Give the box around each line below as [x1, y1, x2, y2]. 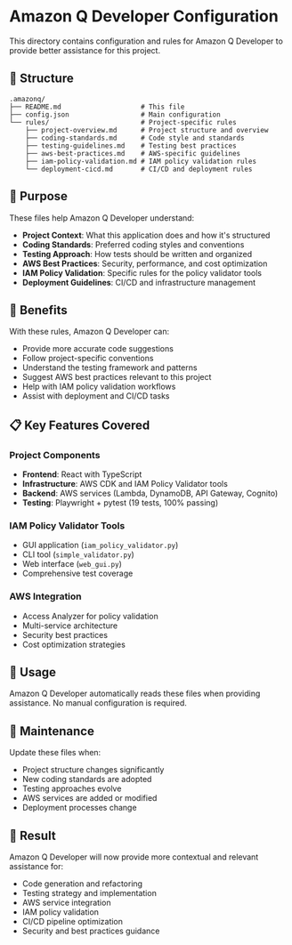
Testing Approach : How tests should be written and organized [21, 248, 252, 259]
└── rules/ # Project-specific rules [9, 117, 238, 126]
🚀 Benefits [9, 303, 69, 318]
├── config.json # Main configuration [9, 109, 221, 119]
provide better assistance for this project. [9, 44, 161, 55]
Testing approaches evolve [21, 783, 122, 794]
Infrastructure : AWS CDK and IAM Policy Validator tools [21, 479, 229, 489]
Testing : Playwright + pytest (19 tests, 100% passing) [21, 497, 219, 508]
